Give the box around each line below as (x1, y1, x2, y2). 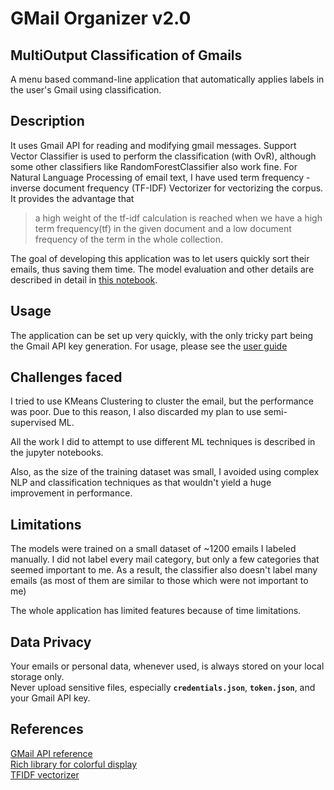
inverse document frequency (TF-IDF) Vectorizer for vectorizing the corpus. (10, 182, 324, 194)
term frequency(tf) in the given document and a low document (34, 222, 292, 234)
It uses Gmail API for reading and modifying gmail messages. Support (10, 139, 297, 151)
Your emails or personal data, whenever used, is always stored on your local (10, 660, 325, 672)
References (10, 721, 84, 738)
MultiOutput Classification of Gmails (10, 47, 243, 64)
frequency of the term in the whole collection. (34, 233, 223, 245)
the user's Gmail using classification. (10, 84, 162, 96)
